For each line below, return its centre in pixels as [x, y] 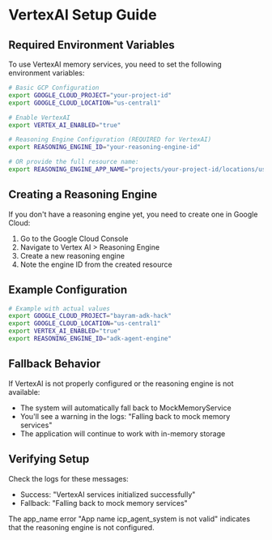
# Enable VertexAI [39, 118]
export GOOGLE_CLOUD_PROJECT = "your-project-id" [90, 95]
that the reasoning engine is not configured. [82, 527]
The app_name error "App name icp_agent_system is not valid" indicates [130, 519]
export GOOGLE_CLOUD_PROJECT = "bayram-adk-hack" [90, 316]
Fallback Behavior [55, 364]
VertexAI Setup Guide [83, 15]
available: [24, 392]
